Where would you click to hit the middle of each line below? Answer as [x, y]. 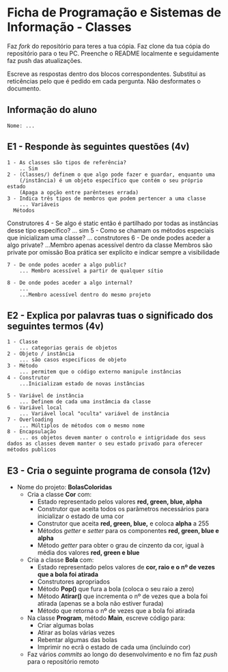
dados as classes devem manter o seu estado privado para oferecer [105, 444]
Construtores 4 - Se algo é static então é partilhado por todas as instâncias [113, 223]
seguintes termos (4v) [56, 326]
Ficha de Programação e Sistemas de [114, 13]
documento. [24, 88]
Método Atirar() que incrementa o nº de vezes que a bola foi [123, 596]
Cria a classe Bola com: [60, 560]
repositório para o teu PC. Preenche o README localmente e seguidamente [113, 53]
